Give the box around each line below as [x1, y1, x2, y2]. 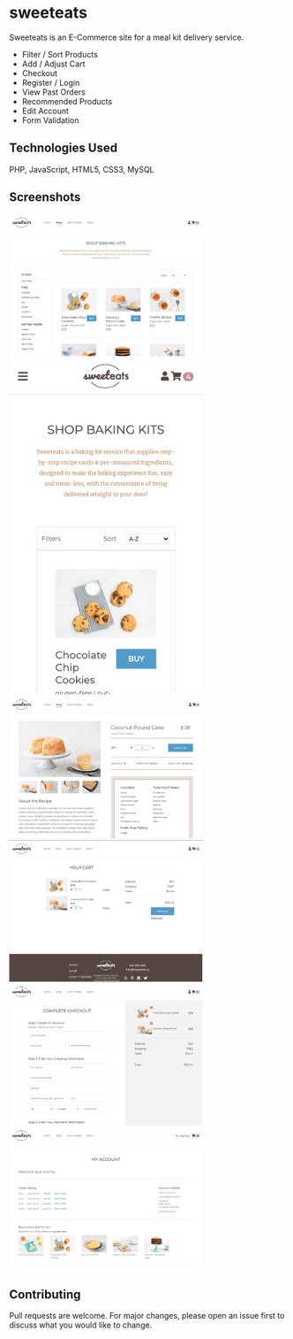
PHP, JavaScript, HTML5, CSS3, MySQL [9, 164, 154, 174]
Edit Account [21, 105, 69, 116]
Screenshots [9, 189, 81, 205]
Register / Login [21, 77, 80, 88]
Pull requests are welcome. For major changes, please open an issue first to [9, 1311, 285, 1321]
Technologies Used [9, 141, 117, 156]
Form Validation [21, 114, 79, 126]
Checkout [21, 67, 58, 78]
